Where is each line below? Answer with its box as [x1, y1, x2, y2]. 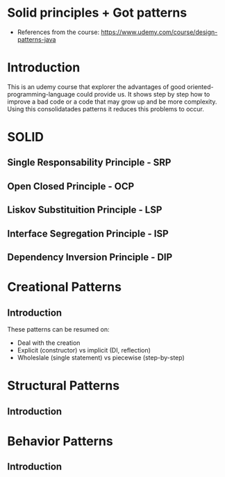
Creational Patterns [7, 280, 122, 295]
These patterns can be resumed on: [7, 325, 110, 334]
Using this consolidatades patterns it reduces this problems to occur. [7, 104, 205, 113]
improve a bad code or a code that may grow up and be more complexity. [7, 97, 217, 106]
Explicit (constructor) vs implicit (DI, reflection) [17, 346, 151, 355]
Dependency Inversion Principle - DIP [7, 252, 173, 264]
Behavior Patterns [7, 433, 113, 449]
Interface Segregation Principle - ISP [7, 227, 169, 239]
